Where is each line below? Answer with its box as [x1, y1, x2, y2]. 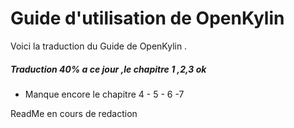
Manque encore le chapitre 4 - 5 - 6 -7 [24, 88, 185, 100]
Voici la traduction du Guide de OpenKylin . [10, 40, 188, 52]
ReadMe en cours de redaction [10, 107, 138, 119]
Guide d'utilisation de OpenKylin [10, 7, 285, 30]
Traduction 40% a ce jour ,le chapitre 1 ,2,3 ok [10, 63, 207, 75]
